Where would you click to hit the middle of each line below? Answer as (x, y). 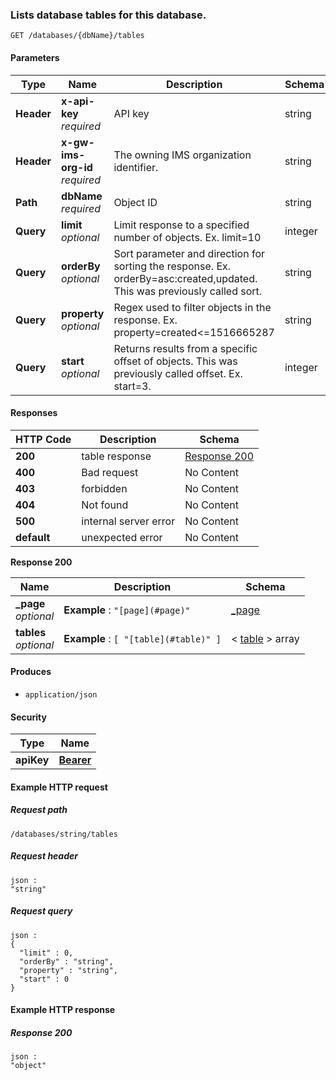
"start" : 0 (44, 979)
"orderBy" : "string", (66, 961)
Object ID (135, 202)
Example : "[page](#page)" (127, 610)
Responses (34, 413)
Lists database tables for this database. (108, 15)
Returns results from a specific (185, 348)
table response (116, 456)
